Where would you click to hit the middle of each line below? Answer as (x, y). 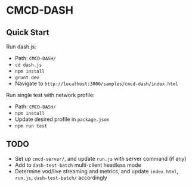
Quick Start (28, 32)
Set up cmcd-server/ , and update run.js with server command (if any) (100, 158)
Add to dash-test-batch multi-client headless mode (78, 165)
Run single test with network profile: (50, 95)
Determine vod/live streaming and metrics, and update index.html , (97, 171)
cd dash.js (28, 65)
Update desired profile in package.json (62, 119)
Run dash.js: (21, 46)
